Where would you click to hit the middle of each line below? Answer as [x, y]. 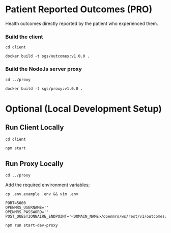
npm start [16, 148]
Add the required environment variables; [48, 185]
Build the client [24, 37]
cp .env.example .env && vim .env [42, 194]
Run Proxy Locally [34, 163]
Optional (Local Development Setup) [83, 109]
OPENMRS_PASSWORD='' [27, 212]
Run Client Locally [35, 128]
